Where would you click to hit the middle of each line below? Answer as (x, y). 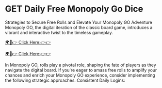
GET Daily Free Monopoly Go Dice (74, 9)
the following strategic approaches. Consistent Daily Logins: (65, 80)
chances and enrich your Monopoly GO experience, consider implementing (80, 75)
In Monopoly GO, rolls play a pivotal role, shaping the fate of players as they (81, 65)
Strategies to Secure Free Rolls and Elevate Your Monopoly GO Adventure (79, 22)
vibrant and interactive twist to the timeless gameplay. (59, 32)
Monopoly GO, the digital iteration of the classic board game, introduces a (79, 27)
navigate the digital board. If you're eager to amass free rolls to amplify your (81, 70)
